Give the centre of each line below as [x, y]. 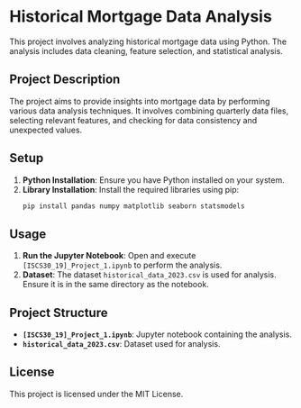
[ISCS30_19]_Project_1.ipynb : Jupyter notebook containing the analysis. [157, 334]
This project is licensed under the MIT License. [96, 394]
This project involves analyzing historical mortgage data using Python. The [148, 41]
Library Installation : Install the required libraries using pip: [131, 189]
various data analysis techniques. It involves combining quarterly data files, [149, 111]
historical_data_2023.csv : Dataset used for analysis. [121, 344]
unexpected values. [46, 130]
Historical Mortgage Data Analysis [141, 17]
